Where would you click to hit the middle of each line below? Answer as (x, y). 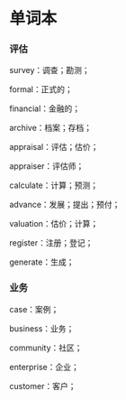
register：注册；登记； (51, 243)
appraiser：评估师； (47, 166)
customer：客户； (43, 386)
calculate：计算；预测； (54, 185)
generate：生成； (42, 262)
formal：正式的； (41, 89)
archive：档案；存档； (51, 128)
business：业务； (42, 328)
